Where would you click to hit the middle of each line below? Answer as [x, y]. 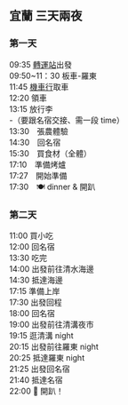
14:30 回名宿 [35, 142]
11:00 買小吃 [32, 235]
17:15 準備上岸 [35, 290]
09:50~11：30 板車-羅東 [53, 75]
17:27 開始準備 [38, 175]
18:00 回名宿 [32, 313]
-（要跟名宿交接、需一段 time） [67, 120]
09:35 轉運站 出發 [41, 64]
